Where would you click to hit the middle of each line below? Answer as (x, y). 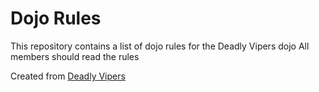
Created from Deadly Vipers (68, 76)
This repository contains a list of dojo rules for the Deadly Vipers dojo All (160, 46)
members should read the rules (75, 56)
